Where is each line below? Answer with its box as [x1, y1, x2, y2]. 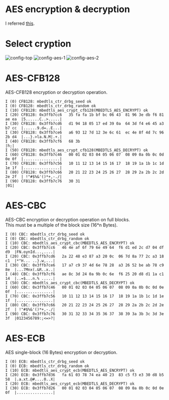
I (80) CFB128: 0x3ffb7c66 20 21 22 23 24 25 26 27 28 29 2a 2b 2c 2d [5, 169, 164, 175]
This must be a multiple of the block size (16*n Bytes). [5, 221, 118, 228]
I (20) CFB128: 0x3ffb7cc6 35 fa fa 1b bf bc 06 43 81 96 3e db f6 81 [5, 112, 164, 117]
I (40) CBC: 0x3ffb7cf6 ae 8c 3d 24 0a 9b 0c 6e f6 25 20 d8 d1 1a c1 [5, 272, 164, 277]
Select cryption [5, 38, 71, 50]
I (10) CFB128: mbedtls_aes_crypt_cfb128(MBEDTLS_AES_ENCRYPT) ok [5, 108, 148, 113]
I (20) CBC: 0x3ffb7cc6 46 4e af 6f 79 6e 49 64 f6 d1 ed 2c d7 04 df [5, 245, 164, 250]
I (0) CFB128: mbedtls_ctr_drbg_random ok [5, 103, 96, 108]
